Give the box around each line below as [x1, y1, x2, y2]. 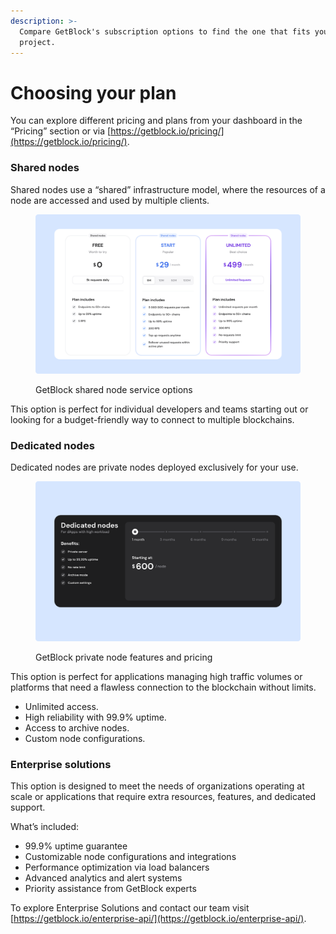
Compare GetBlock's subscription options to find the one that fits [19, 26, 311, 37]
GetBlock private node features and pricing [35, 651, 213, 663]
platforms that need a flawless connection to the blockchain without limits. [10, 681, 317, 693]
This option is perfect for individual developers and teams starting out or [10, 403, 309, 415]
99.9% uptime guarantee [24, 840, 128, 852]
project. [19, 37, 56, 47]
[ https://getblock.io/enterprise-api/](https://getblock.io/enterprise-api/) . [10, 913, 307, 925]
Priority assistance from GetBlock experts [24, 883, 197, 895]
